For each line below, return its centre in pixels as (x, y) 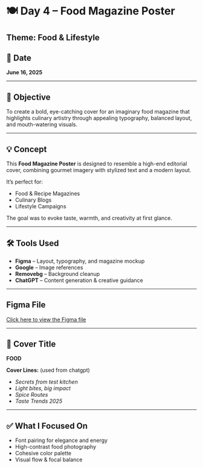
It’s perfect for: (25, 182)
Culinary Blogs (33, 200)
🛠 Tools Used (33, 244)
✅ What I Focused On (47, 426)
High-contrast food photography (56, 447)
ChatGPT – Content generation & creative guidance (79, 280)
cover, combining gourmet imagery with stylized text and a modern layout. (99, 170)
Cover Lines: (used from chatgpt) (48, 370)
